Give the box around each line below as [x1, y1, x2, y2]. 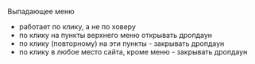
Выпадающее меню [7, 7, 75, 16]
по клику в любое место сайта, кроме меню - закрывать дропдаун [18, 47, 248, 56]
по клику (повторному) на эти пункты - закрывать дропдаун [18, 39, 225, 48]
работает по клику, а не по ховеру [18, 22, 137, 31]
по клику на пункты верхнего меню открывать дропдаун [18, 31, 212, 40]
